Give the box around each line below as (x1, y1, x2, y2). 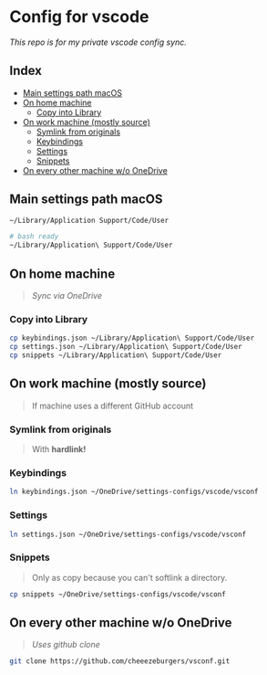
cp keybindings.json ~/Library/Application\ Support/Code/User (9, 333, 255, 343)
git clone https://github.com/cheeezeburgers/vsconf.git (9, 657, 231, 666)
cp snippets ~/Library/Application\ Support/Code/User (9, 351, 222, 360)
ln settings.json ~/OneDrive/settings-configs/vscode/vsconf (9, 530, 247, 539)
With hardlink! (31, 444, 87, 455)
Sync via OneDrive (31, 290, 103, 301)
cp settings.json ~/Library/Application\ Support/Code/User (9, 343, 243, 352)
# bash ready (9, 232, 59, 241)
